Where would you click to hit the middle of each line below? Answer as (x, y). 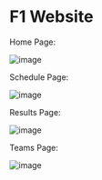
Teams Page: (34, 147)
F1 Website (51, 17)
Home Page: (33, 42)
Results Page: (35, 112)
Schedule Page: (39, 77)
